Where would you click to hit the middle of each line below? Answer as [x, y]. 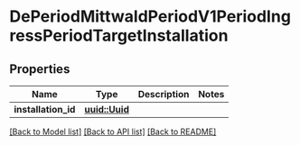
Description [164, 94]
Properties [40, 69]
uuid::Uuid [107, 109]
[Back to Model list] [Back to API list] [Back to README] [113, 131]
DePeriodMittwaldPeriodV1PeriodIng [150, 17]
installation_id [45, 109]
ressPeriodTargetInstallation [119, 36]
